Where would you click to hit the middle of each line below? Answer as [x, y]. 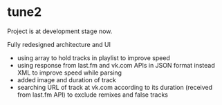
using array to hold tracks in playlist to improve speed [94, 58]
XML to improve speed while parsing [70, 73]
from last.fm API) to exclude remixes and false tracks [92, 95]
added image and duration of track [66, 79]
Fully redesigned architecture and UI [59, 44]
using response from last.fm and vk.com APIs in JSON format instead [116, 65]
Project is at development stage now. [60, 31]
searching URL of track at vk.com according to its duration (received [115, 87]
